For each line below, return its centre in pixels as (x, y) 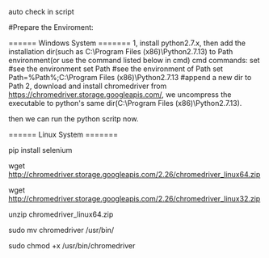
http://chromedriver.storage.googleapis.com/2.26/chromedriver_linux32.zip (134, 199)
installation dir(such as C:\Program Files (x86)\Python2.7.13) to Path (121, 51)
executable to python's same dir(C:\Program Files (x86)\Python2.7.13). (125, 103)
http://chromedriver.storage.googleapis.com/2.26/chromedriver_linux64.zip (134, 174)
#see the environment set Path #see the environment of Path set (116, 69)
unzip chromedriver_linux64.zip (61, 214)
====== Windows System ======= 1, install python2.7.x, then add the (127, 43)
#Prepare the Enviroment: (51, 27)
